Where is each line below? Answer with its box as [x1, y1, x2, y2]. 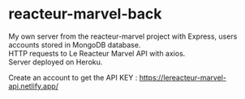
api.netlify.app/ [8, 81, 59, 91]
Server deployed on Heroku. [8, 57, 103, 67]
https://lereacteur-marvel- [139, 72, 227, 82]
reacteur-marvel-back [8, 5, 162, 23]
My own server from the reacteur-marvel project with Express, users [8, 31, 238, 41]
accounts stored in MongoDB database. [8, 39, 141, 49]
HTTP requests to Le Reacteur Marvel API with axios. [8, 48, 186, 58]
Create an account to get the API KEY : [8, 72, 138, 82]
